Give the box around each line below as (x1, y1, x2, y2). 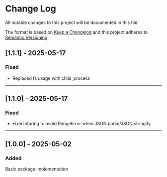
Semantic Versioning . (5, 34, 49, 40)
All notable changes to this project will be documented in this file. (5, 19, 139, 25)
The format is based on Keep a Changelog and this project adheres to (5, 29, 148, 35)
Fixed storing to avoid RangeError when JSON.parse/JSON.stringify (12, 121, 151, 127)
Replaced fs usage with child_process (12, 75, 90, 81)
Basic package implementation (5, 166, 69, 172)
